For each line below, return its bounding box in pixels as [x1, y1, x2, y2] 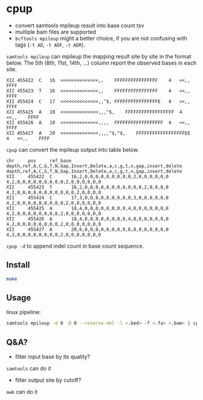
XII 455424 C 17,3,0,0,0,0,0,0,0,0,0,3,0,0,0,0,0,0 [6, 195, 169, 201]
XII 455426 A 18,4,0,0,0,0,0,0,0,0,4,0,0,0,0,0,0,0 [6, 216, 169, 222]
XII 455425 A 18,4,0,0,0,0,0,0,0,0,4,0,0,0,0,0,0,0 [6, 205, 169, 211]
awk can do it [6, 389, 38, 396]
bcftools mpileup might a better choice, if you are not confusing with [14, 34, 187, 42]
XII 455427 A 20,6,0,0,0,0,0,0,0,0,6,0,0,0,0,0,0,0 [6, 226, 169, 233]
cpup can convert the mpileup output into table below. [6, 146, 139, 153]
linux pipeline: [6, 309, 41, 316]
